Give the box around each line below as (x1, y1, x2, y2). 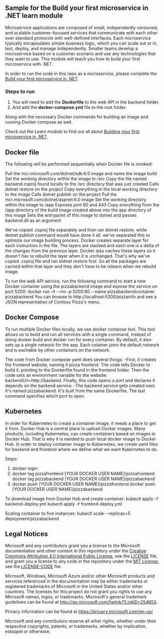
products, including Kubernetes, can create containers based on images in (5, 431, 156, 436)
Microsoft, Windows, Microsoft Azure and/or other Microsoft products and (5, 573, 155, 579)
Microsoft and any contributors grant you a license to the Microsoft (5, 543, 141, 549)
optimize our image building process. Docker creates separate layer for (5, 237, 149, 243)
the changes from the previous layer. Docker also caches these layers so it (5, 248, 156, 254)
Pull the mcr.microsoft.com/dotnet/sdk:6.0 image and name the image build (5, 170, 158, 176)
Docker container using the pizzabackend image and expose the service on (5, 283, 158, 289)
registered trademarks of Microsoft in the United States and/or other (5, 584, 143, 589)
